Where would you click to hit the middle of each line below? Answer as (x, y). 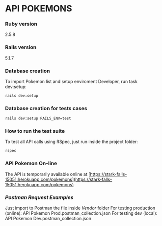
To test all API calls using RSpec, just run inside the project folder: (72, 142)
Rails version (21, 47)
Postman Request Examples (39, 197)
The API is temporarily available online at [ (48, 174)
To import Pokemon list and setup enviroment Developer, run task (71, 82)
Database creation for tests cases (46, 108)
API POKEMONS (39, 9)
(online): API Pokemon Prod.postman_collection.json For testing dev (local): (81, 213)
